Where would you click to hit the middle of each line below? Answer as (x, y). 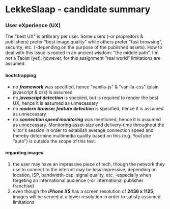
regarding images (24, 153)
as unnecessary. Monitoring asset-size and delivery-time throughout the (88, 125)
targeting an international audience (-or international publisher (78, 180)
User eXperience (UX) (33, 26)
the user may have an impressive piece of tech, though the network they (89, 164)
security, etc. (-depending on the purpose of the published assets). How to (84, 48)
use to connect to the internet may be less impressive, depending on (84, 169)
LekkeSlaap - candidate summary (78, 9)
